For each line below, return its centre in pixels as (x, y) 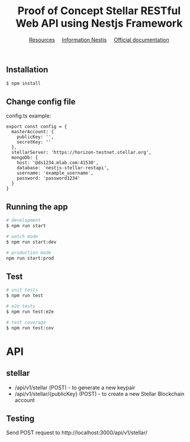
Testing (20, 418)
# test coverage (26, 322)
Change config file (41, 102)
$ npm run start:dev (32, 242)
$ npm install (24, 83)
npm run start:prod (30, 258)
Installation (27, 70)
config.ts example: (29, 116)
